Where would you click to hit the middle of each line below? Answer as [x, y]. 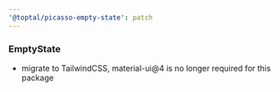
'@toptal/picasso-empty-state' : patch [81, 17]
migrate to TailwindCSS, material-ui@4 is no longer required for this [146, 68]
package [38, 78]
